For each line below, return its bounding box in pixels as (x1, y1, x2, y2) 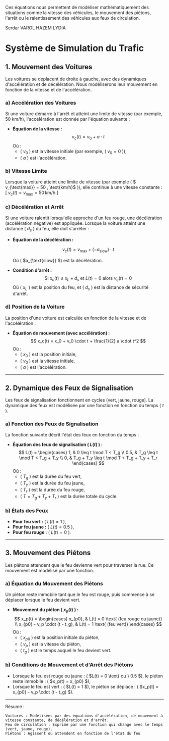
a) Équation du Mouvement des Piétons (5, 580, 103, 587)
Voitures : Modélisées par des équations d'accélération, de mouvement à (5, 713, 163, 718)
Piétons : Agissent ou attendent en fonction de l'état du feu (5, 731, 141, 736)
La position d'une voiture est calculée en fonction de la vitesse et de (5, 315, 147, 321)
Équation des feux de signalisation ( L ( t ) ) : (12, 441, 103, 448)
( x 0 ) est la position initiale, (20, 351, 77, 358)
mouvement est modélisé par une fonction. (5, 567, 95, 573)
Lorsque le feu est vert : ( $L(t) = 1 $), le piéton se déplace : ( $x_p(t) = (12, 683, 159, 689)
